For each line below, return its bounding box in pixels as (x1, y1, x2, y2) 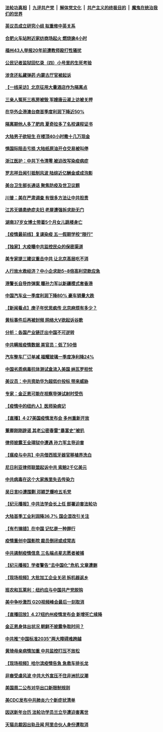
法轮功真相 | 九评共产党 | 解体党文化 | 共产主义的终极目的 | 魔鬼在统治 (5, 4, 154, 10)
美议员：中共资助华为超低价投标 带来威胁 (5, 378, 89, 384)
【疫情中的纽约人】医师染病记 (5, 403, 66, 409)
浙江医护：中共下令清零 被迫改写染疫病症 (5, 157, 89, 163)
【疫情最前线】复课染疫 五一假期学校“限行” (5, 231, 93, 237)
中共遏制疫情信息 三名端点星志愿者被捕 (5, 550, 84, 556)
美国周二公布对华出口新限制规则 (5, 685, 70, 691)
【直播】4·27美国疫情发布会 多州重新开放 (5, 415, 90, 421)
